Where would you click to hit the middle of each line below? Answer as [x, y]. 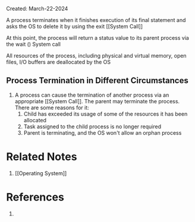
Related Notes [42, 157]
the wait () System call [34, 44]
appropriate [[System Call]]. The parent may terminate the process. [97, 101]
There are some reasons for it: [52, 107]
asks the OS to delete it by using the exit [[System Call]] [75, 26]
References [35, 197]
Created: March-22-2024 [37, 9]
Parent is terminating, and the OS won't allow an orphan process [103, 132]
